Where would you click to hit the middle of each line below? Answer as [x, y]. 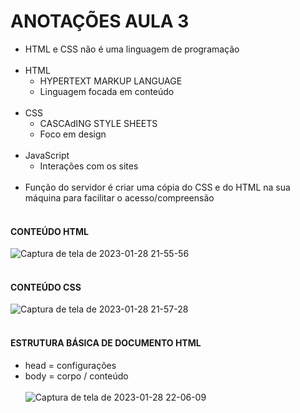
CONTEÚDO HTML [49, 231]
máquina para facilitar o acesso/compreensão [119, 197]
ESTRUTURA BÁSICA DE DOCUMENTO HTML [106, 342]
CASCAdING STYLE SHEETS [98, 123]
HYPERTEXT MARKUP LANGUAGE [111, 81]
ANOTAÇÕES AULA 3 [100, 21]
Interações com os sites [89, 166]
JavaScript [47, 155]
